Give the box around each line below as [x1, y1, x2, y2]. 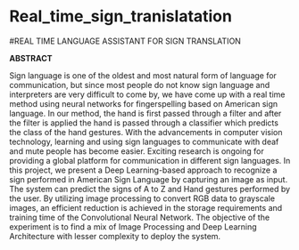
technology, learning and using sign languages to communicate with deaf [9, 136, 279, 147]
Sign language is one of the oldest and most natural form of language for [9, 69, 277, 81]
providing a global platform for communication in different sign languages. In [9, 155, 291, 165]
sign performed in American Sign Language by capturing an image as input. [9, 173, 288, 184]
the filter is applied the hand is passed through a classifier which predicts [9, 117, 279, 128]
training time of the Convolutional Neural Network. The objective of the [9, 212, 270, 222]
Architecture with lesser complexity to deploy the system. [9, 230, 221, 241]
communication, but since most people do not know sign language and [9, 79, 270, 90]
